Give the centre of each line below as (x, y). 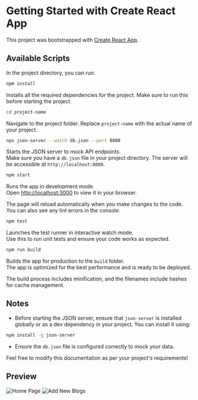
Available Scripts (38, 58)
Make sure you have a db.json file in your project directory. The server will (97, 158)
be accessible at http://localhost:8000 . (55, 164)
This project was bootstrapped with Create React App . (73, 40)
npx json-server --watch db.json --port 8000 (63, 140)
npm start (18, 175)
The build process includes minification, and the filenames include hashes (97, 279)
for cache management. (36, 285)
